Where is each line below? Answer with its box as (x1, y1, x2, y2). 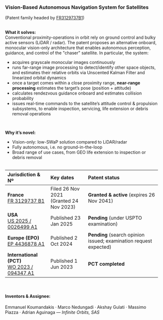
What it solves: (5, 30, 36, 35)
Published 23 (50, 215, 81, 222)
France (7, 192, 24, 198)
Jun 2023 (50, 264, 73, 271)
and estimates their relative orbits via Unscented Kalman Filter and (12, 70, 145, 76)
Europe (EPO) (7, 235, 40, 241)
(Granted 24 (50, 198, 79, 205)
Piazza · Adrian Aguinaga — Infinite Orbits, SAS (5, 309, 100, 315)
